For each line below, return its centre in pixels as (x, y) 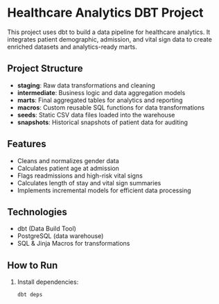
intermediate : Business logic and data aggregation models (101, 92)
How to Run (33, 265)
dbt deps (30, 295)
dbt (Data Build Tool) (46, 229)
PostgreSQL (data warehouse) (60, 236)
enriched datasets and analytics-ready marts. (72, 47)
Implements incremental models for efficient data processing (104, 190)
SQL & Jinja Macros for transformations (73, 244)
